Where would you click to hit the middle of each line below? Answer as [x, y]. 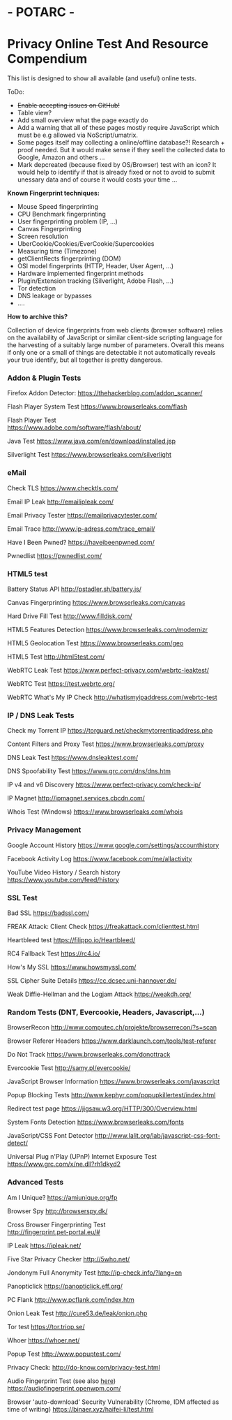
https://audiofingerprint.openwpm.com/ [64, 1388]
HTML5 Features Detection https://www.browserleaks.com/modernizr [108, 630]
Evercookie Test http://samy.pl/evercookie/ [69, 1068]
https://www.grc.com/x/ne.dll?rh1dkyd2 [64, 1164]
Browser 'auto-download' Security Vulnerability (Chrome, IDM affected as [113, 1402]
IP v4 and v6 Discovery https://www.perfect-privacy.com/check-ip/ [104, 785]
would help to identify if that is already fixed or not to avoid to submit [116, 173]
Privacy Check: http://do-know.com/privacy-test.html [84, 1367]
